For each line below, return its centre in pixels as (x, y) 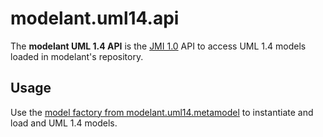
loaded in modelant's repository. (77, 56)
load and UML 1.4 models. (64, 123)
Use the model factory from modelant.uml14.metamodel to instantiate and (162, 112)
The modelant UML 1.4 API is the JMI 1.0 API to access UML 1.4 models (158, 46)
